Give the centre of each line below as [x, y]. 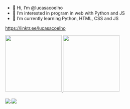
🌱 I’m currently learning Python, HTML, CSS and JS [66, 18]
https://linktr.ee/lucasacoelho [36, 28]
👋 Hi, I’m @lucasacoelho [38, 8]
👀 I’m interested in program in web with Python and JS [69, 13]
